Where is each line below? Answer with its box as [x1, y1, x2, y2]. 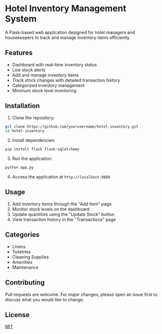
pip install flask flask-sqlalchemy [5, 147, 80, 152]
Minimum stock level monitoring [12, 87, 77, 93]
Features [5, 49, 33, 57]
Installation [5, 102, 40, 110]
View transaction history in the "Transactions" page [12, 216, 116, 222]
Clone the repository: [12, 115, 55, 120]
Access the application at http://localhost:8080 [12, 174, 111, 180]
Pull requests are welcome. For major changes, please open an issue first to [5, 291, 158, 297]
